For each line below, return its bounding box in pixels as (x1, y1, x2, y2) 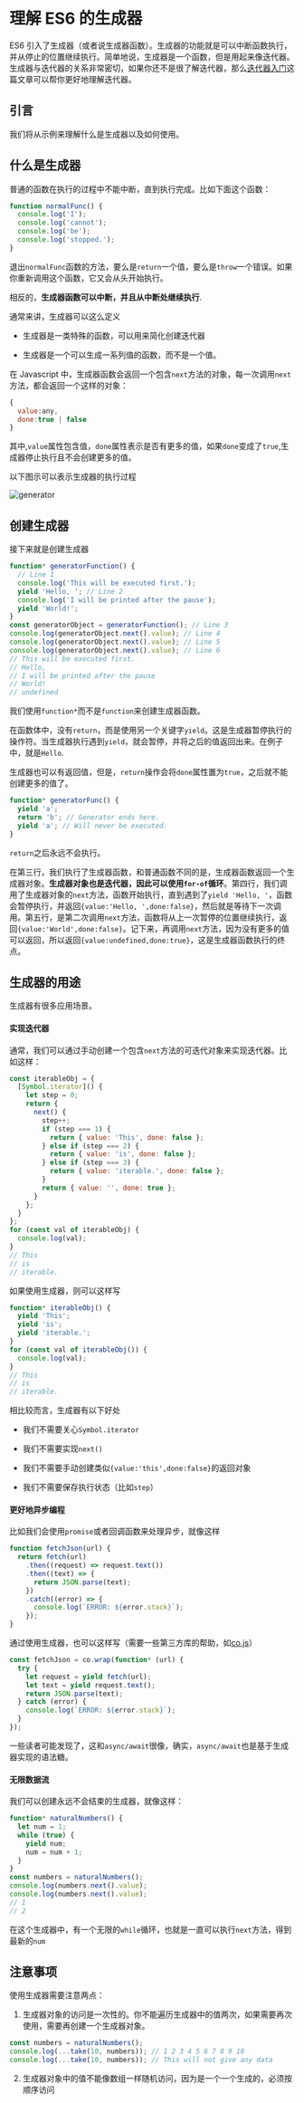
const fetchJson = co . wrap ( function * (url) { (9, 1656, 184, 1665)
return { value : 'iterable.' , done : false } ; (49, 1167, 224, 1176)
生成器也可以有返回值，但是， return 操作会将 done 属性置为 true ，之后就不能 (9, 767, 289, 778)
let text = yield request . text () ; (25, 1680, 156, 1689)
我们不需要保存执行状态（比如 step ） (22, 1482, 158, 1493)
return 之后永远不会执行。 (9, 847, 106, 858)
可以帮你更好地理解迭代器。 (33, 73, 137, 84)
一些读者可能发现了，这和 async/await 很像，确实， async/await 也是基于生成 (9, 1740, 290, 1751)
